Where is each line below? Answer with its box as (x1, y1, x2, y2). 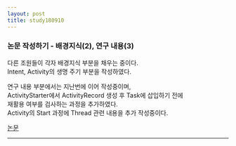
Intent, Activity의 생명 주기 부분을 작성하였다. (7, 67, 132, 76)
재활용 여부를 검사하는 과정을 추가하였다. (7, 100, 118, 108)
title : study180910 (7, 17, 65, 24)
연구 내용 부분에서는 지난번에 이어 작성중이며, (7, 82, 131, 91)
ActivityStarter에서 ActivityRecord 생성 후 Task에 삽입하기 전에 (7, 91, 184, 99)
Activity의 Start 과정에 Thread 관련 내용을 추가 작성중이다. (7, 108, 169, 117)
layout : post (7, 10, 46, 18)
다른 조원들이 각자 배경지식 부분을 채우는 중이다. (7, 58, 139, 67)
